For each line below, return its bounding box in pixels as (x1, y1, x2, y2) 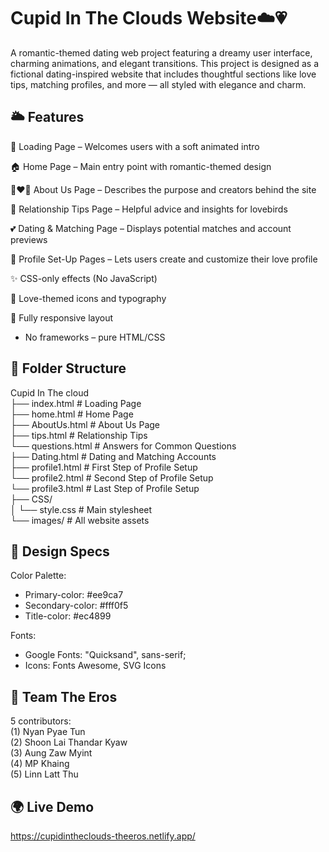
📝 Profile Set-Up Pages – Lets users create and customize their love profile (10, 253, 318, 265)
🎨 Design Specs (10, 543, 110, 560)
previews (10, 233, 48, 245)
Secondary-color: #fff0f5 (24, 600, 129, 612)
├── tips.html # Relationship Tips (10, 429, 148, 441)
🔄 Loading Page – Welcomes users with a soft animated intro (10, 140, 260, 152)
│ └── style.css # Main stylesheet (10, 503, 153, 515)
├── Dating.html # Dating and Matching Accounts (10, 450, 217, 462)
